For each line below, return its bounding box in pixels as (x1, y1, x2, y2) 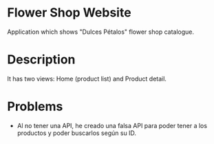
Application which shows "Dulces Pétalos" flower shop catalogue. (7, 28, 195, 36)
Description (7, 52, 76, 68)
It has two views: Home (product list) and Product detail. (7, 74, 167, 83)
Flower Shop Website (7, 5, 132, 21)
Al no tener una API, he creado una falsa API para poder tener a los (17, 121, 208, 130)
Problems (7, 99, 63, 114)
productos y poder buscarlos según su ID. (17, 129, 136, 137)
